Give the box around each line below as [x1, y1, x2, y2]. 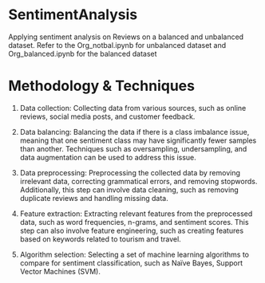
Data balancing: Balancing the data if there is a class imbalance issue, [19, 127, 250, 136]
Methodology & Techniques [8, 77, 196, 95]
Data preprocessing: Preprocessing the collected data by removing [19, 167, 241, 177]
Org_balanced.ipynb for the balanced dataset [8, 49, 157, 58]
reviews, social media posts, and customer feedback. [19, 112, 196, 121]
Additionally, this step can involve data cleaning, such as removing [19, 185, 239, 195]
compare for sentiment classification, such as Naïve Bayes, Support [19, 257, 243, 268]
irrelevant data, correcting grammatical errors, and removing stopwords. [19, 176, 258, 186]
